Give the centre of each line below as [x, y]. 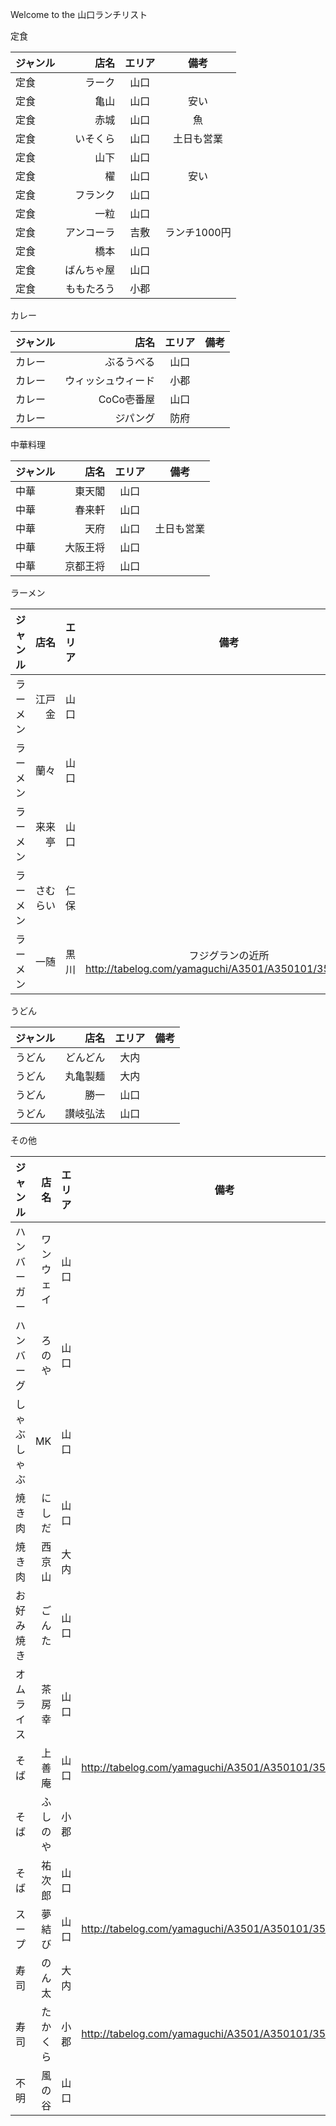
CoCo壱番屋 [127, 399]
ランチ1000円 [198, 232]
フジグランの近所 [229, 955]
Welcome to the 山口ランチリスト [79, 14]
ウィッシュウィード [110, 380]
